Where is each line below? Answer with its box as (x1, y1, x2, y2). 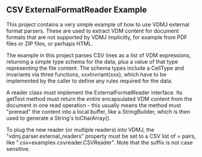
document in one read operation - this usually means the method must (6, 102, 181, 109)
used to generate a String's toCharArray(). (6, 114, 111, 122)
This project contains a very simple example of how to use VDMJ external (6, 20, 190, 28)
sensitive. (6, 145, 30, 152)
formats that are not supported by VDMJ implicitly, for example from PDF (6, 33, 188, 41)
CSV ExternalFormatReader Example (6, 5, 147, 15)
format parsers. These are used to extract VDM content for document (6, 27, 179, 34)
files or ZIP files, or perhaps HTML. (6, 40, 93, 47)
